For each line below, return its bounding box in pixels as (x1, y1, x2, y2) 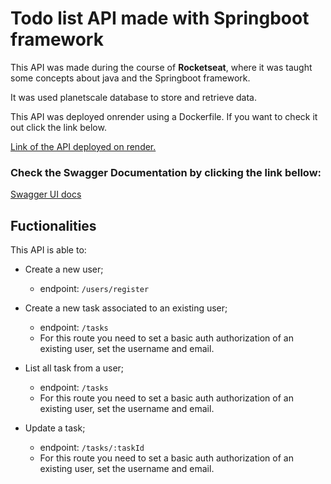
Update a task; (24, 422, 86, 434)
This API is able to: (10, 244, 87, 256)
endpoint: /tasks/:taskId (39, 442, 145, 454)
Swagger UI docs (10, 188, 82, 201)
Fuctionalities (10, 217, 97, 234)
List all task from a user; (24, 362, 125, 374)
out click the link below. (10, 121, 107, 133)
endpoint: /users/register (39, 283, 150, 295)
